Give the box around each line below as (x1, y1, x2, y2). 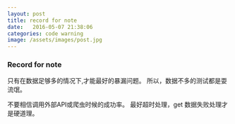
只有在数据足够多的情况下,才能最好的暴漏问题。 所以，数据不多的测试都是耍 (7, 77, 227, 85)
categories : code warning (7, 30, 83, 37)
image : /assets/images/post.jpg (7, 37, 102, 44)
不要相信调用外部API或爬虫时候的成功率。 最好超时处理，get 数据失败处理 (7, 100, 222, 109)
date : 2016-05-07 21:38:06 (7, 23, 93, 30)
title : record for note (7, 17, 78, 24)
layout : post (7, 10, 46, 18)
